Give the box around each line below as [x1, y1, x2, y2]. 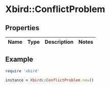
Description [45, 39, 74, 45]
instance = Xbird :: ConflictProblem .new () [5, 77, 94, 82]
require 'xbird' [5, 68, 40, 73]
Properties [5, 24, 40, 32]
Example [5, 55, 33, 64]
